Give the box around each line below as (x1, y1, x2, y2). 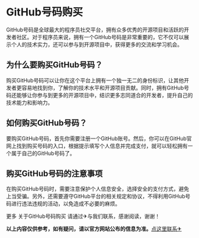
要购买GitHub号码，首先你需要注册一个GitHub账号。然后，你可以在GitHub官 (6, 134, 192, 142)
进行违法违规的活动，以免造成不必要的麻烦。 (11, 200, 120, 207)
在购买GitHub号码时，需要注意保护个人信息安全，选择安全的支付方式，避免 (6, 185, 190, 192)
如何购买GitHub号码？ (6, 118, 88, 128)
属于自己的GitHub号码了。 (11, 149, 75, 157)
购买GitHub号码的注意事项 (6, 168, 103, 178)
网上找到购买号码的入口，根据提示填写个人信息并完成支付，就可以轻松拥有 (6, 142, 188, 149)
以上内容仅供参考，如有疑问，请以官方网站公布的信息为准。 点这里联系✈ (6, 226, 182, 233)
